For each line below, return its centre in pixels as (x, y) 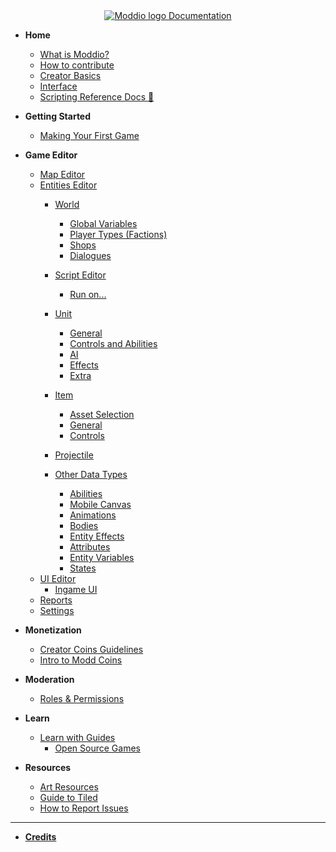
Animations (93, 515)
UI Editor (58, 578)
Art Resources (69, 787)
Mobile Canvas (100, 504)
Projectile (74, 455)
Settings (57, 610)
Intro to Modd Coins (81, 660)
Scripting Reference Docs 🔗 (97, 97)
